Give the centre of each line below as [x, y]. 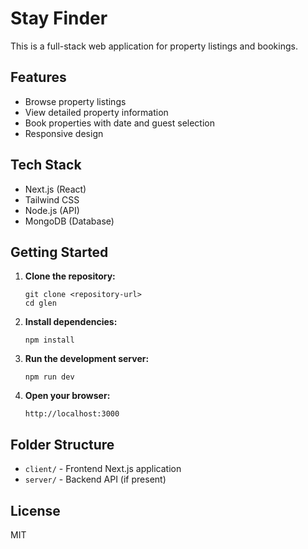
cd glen [40, 303]
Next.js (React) [55, 189]
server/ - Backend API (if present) [95, 479]
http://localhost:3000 [72, 414]
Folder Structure [62, 444]
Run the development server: [87, 359]
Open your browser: [67, 396]
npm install [49, 340]
